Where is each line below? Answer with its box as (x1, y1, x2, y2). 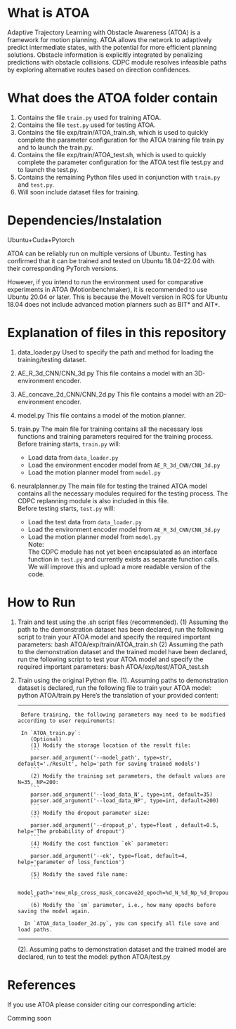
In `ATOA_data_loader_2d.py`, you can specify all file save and (24, 920, 219, 927)
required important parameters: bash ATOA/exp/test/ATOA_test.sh (17, 662, 209, 671)
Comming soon (7, 1014, 51, 1022)
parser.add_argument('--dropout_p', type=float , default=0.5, (30, 821, 219, 829)
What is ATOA (7, 5, 90, 21)
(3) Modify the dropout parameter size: (30, 809, 150, 816)
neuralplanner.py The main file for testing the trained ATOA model (17, 482, 208, 490)
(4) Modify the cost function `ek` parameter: (30, 840, 169, 847)
